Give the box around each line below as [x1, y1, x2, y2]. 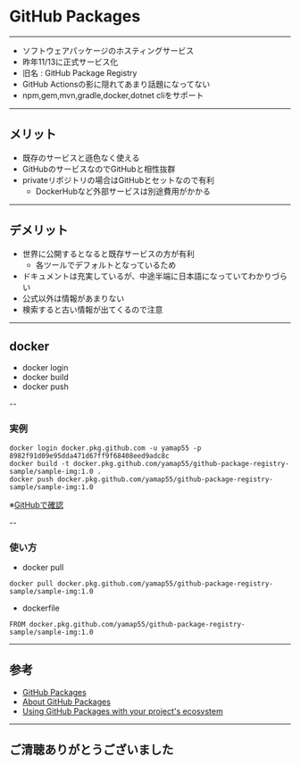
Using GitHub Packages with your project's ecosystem [21, 705, 223, 716]
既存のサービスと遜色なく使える [21, 152, 140, 162]
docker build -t [9, 459, 70, 468]
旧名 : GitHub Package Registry [21, 67, 137, 78]
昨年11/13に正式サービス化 [21, 56, 119, 67]
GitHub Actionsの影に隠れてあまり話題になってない [21, 79, 211, 89]
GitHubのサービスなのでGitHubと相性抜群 [21, 163, 176, 174]
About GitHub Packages [21, 696, 112, 707]
